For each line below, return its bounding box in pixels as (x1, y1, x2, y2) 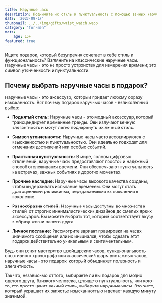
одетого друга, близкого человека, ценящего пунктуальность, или (5, 277, 142, 284)
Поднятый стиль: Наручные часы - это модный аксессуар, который (12, 114, 154, 120)
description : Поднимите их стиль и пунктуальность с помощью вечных (5, 12, 146, 16)
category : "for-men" (5, 25, 47, 30)
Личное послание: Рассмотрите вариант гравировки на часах (12, 228, 142, 234)
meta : (5, 30, 16, 34)
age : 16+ (13, 34, 31, 39)
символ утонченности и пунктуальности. (5, 67, 90, 73)
